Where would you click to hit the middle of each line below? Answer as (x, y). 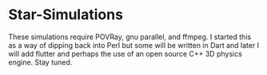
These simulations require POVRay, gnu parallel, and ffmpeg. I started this (130, 37)
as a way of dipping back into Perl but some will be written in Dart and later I (134, 45)
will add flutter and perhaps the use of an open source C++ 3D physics (125, 53)
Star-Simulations (66, 15)
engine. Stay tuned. (40, 62)
